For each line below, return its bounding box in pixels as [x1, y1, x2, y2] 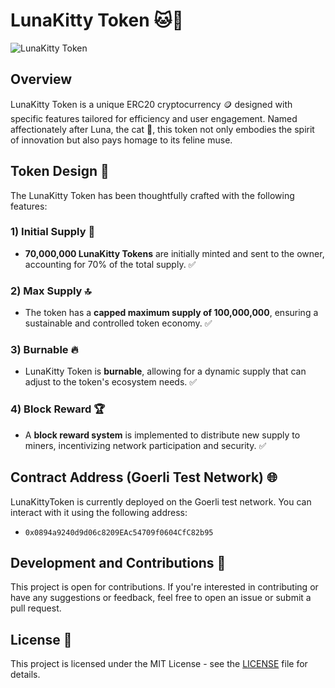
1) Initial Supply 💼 [10, 225, 96, 239]
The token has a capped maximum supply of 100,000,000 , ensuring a [24, 307, 319, 319]
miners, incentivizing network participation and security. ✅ [24, 439, 267, 451]
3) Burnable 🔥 [10, 343, 79, 357]
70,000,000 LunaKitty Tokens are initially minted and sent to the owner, [24, 247, 325, 259]
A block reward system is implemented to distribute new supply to [24, 429, 301, 441]
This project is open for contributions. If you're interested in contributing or [10, 581, 319, 593]
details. [10, 669, 41, 681]
